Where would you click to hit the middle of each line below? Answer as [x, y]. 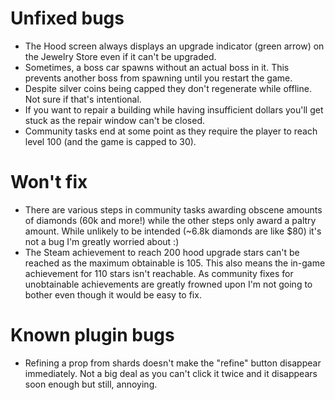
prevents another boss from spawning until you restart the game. [158, 78]
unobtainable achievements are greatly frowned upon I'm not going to [168, 284]
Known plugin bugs [92, 335]
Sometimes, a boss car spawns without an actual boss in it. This [157, 67]
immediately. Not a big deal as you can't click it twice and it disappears [171, 373]
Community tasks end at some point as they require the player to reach [171, 131]
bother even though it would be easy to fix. [113, 294]
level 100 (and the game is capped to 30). [110, 141]
